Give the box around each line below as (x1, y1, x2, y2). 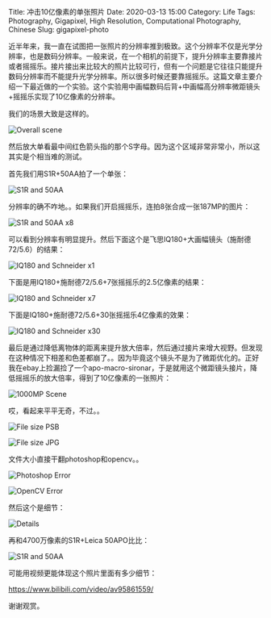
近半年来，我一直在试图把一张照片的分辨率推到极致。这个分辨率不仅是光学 (8, 41, 256, 51)
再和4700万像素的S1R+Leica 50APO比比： (8, 536, 150, 545)
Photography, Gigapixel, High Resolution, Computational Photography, (8, 16, 241, 26)
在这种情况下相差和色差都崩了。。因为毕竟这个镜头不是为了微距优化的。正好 (8, 353, 260, 362)
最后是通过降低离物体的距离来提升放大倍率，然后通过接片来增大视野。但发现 (8, 343, 263, 353)
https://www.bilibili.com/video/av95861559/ (8, 584, 154, 594)
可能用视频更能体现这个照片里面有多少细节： (8, 568, 157, 578)
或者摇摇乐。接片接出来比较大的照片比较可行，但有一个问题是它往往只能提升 (8, 61, 263, 71)
